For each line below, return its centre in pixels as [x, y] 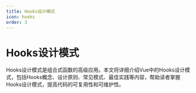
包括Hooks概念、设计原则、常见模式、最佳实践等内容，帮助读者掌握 [98, 77]
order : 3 [17, 22]
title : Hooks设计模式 [31, 11]
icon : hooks [20, 17]
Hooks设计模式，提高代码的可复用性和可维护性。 [65, 84]
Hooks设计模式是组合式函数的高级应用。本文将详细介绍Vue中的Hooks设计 [96, 70]
